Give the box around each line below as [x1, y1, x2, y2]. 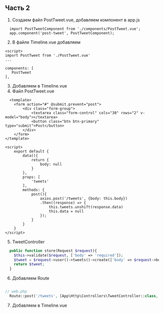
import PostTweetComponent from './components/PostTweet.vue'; [9, 26, 141, 31]
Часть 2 [5, 4, 30, 12]
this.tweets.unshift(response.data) [48, 204, 123, 209]
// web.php [5, 289, 27, 294]
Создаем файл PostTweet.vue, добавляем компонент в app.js [12, 17, 140, 22]
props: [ [22, 175, 41, 179]
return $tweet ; [14, 262, 45, 267]
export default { [14, 149, 49, 154]
